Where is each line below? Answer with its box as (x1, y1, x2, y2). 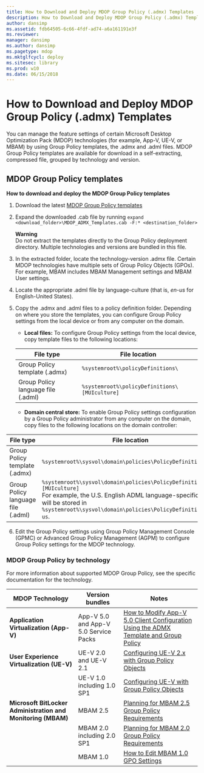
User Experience (9, 653, 59, 661)
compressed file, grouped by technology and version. (6, 156, 141, 163)
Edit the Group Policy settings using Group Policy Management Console (15, 528, 195, 535)
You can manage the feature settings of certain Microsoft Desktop (6, 130, 172, 137)
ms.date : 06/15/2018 (6, 71, 59, 77)
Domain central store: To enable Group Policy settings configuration (24, 408, 196, 416)
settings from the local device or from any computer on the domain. (15, 317, 185, 325)
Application (9, 616, 44, 625)
